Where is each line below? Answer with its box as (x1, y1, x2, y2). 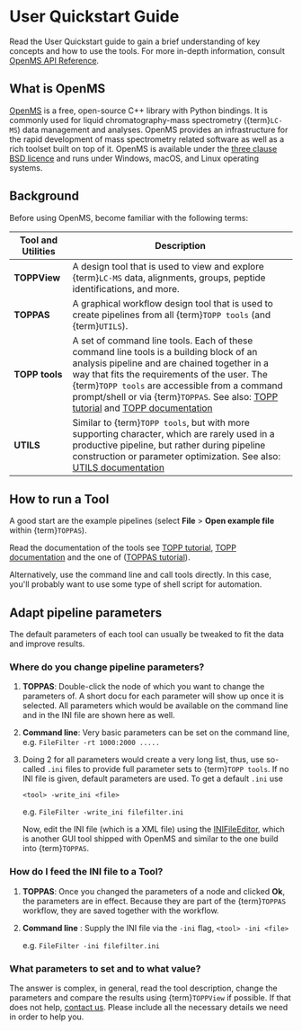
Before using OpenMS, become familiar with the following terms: (9, 212, 249, 223)
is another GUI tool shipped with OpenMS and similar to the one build (22, 833, 279, 844)
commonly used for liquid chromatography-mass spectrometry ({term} (9, 114, 271, 125)
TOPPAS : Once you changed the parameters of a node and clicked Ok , (22, 885, 286, 896)
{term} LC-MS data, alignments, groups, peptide (72, 271, 266, 284)
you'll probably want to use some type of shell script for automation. (9, 579, 262, 590)
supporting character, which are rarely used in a (72, 427, 275, 440)
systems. (9, 162, 43, 173)
